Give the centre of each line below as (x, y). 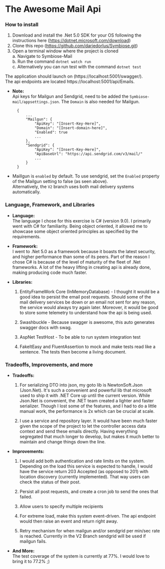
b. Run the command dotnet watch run (51, 62)
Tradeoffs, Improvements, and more (49, 364)
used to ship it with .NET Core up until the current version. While (85, 395)
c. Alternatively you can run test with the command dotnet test (77, 67)
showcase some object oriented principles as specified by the (75, 231)
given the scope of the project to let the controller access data (83, 426)
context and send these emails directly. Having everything (79, 432)
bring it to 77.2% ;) (31, 562)
